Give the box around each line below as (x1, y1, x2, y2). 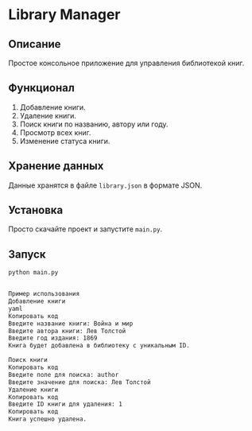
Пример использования (8, 290, 80, 298)
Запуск (8, 247, 46, 261)
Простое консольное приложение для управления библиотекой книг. (8, 58, 245, 68)
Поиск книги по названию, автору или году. (19, 119, 169, 129)
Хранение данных (8, 159, 104, 173)
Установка (8, 204, 64, 217)
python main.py (8, 269, 59, 277)
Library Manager (8, 6, 121, 24)
